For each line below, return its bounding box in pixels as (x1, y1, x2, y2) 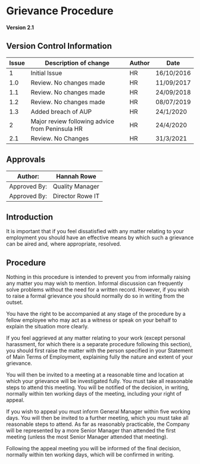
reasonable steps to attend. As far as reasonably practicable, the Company (6, 421, 190, 428)
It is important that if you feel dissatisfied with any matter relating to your (6, 228, 185, 235)
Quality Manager (52, 182, 99, 190)
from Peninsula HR (30, 124, 83, 133)
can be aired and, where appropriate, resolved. (6, 240, 121, 247)
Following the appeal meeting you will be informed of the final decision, (6, 445, 182, 452)
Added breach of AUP (30, 107, 92, 115)
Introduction (6, 212, 54, 222)
